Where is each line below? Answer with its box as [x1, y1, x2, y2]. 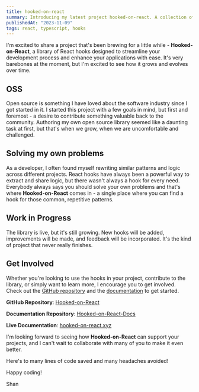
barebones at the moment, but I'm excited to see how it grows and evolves [6, 61, 188, 68]
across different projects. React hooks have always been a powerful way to [6, 170, 190, 178]
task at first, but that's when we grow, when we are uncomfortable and [6, 125, 179, 132]
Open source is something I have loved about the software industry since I [6, 100, 188, 107]
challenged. [6, 131, 35, 138]
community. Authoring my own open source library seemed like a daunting [6, 119, 188, 126]
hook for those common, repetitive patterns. [6, 195, 114, 203]
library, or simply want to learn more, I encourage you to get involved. [6, 280, 176, 288]
